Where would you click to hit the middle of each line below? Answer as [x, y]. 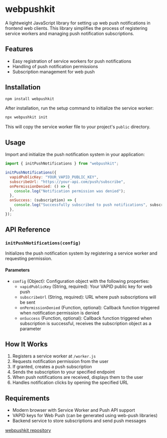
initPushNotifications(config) [43, 243]
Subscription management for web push [53, 72]
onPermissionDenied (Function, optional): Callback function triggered [90, 307]
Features [19, 49]
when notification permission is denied [59, 313]
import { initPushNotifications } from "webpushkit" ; [62, 164]
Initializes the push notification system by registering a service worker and [81, 253]
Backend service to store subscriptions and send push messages [79, 421]
